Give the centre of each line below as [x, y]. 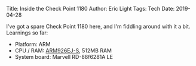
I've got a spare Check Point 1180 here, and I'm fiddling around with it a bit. [98, 26]
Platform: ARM [33, 44]
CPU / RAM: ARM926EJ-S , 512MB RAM [63, 51]
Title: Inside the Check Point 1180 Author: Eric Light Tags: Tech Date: [91, 9]
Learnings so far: [27, 33]
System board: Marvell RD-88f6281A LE [64, 57]
